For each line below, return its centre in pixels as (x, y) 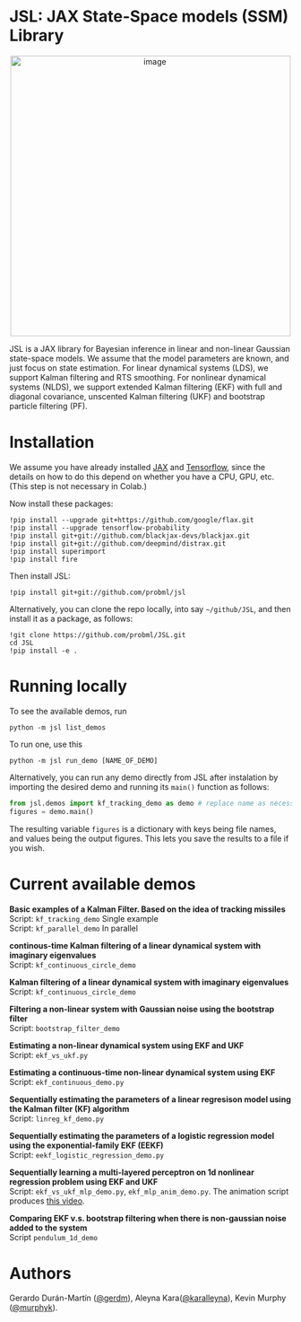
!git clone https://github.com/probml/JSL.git (98, 635)
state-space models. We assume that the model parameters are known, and (149, 358)
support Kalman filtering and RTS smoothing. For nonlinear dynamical (138, 377)
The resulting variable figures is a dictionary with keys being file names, (143, 828)
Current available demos (103, 884)
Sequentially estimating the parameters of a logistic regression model (142, 1135)
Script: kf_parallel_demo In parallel (74, 928)
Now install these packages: (61, 503)
